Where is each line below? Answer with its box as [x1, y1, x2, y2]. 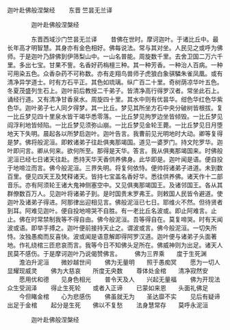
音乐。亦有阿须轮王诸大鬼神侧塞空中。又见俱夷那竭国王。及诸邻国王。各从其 [7, 181, 223, 189]
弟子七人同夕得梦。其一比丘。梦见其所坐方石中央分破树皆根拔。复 [36, 104, 223, 112]
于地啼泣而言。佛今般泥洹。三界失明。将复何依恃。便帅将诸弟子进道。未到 [7, 164, 217, 172]
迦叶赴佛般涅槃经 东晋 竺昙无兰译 [7, 6, 113, 14]
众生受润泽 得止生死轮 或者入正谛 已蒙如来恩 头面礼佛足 [7, 284, 209, 292]
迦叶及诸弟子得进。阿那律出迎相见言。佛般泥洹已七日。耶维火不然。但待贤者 [7, 198, 223, 206]
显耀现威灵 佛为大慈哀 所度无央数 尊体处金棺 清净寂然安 [7, 267, 209, 274]
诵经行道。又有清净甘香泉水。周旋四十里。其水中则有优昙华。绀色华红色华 [7, 95, 217, 103]
